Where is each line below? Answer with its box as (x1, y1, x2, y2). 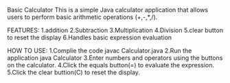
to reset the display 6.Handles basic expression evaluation (7, 33, 172, 41)
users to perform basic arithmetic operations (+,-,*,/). (7, 13, 158, 21)
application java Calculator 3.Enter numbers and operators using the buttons (7, 54, 223, 62)
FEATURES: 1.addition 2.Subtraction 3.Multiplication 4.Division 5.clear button (7, 27, 224, 34)
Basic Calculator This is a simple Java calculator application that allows (7, 6, 208, 14)
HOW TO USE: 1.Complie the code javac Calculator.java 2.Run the (7, 47, 192, 54)
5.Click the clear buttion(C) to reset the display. (7, 68, 141, 76)
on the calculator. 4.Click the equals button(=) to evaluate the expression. (7, 61, 215, 69)
